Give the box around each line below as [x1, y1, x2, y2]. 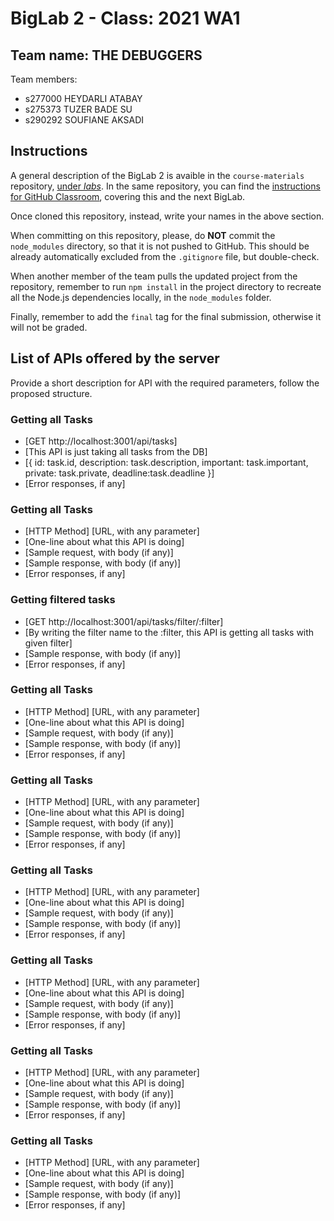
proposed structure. [10, 387, 93, 399]
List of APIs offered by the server [10, 350, 220, 367]
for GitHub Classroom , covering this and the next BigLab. [10, 190, 246, 202]
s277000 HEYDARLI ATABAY [24, 93, 143, 104]
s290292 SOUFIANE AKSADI [24, 114, 145, 126]
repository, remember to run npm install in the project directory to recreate [10, 280, 322, 292]
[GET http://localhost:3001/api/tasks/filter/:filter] [24, 615, 224, 627]
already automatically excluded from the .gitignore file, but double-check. [10, 250, 320, 262]
